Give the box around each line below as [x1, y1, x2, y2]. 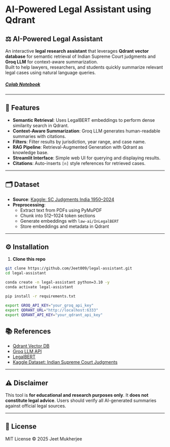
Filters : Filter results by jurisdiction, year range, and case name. [12, 139, 146, 145]
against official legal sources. [5, 403, 67, 409]
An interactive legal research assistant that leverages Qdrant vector [5, 48, 149, 54]
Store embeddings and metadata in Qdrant [20, 223, 109, 229]
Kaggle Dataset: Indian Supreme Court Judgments [12, 359, 118, 365]
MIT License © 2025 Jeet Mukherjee [5, 435, 82, 442]
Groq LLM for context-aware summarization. [5, 59, 98, 64]
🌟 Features [5, 104, 40, 112]
